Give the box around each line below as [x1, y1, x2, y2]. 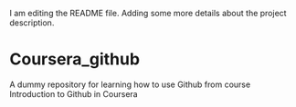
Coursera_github [9, 49, 140, 70]
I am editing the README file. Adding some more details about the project [9, 8, 287, 18]
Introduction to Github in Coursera [9, 88, 139, 99]
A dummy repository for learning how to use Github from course [9, 79, 251, 90]
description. [9, 17, 55, 28]
